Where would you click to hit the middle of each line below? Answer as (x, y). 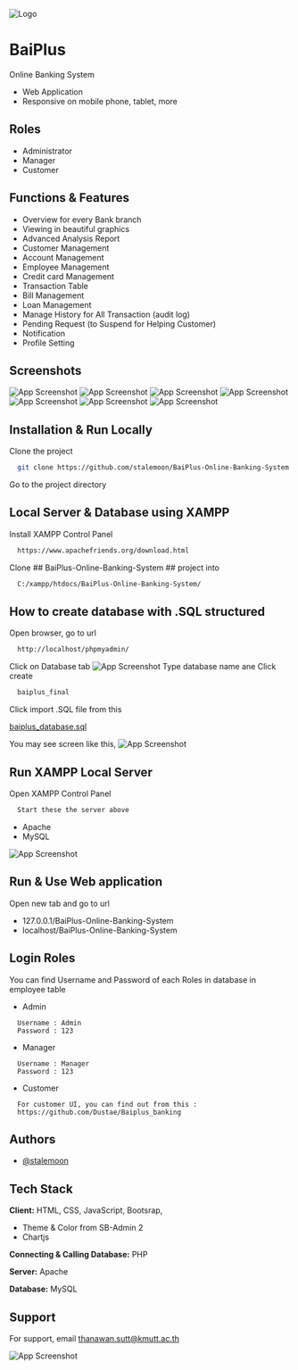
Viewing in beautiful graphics (76, 228)
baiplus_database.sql (48, 727)
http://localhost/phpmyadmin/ (73, 650)
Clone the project (41, 452)
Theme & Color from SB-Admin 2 (83, 1228)
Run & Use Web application (86, 882)
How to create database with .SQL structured (137, 612)
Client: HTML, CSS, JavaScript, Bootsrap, (86, 1210)
